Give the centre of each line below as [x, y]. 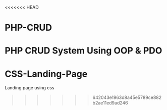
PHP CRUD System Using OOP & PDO [83, 51]
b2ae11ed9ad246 [110, 103]
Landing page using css [30, 88]
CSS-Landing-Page [46, 74]
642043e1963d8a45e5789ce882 [127, 97]
